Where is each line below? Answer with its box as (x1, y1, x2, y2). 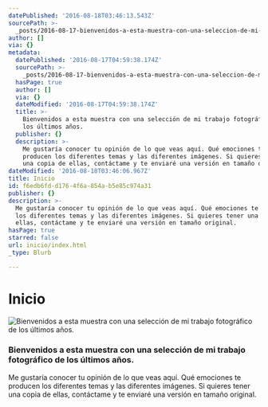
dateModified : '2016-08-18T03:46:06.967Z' (8, 167, 152, 175)
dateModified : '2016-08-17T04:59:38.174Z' (15, 100, 159, 108)
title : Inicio (8, 174, 56, 183)
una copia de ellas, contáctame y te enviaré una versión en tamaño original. (8, 389, 257, 399)
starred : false (8, 234, 59, 242)
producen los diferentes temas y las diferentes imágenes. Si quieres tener (8, 381, 250, 390)
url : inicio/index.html (8, 241, 88, 249)
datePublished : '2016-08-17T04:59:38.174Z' (15, 57, 162, 65)
